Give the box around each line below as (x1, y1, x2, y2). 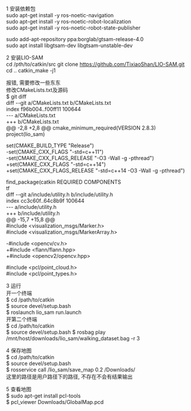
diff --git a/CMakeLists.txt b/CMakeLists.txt (6, 100, 112, 106)
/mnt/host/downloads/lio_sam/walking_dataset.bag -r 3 (6, 335, 140, 342)
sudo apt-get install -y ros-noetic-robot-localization (6, 18, 131, 25)
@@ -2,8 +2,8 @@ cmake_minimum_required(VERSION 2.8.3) (6, 124, 156, 131)
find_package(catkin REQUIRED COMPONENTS (6, 178, 122, 185)
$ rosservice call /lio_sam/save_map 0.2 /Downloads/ (6, 366, 136, 373)
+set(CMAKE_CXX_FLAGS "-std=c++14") (6, 161, 106, 168)
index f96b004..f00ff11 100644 (6, 105, 81, 112)
